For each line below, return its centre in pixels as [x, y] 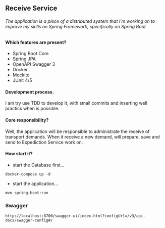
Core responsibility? [27, 120]
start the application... [35, 184]
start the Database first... [38, 165]
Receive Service [31, 8]
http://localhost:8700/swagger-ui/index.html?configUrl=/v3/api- [75, 216]
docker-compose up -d [28, 174]
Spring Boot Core [31, 54]
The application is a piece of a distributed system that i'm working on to [80, 21]
